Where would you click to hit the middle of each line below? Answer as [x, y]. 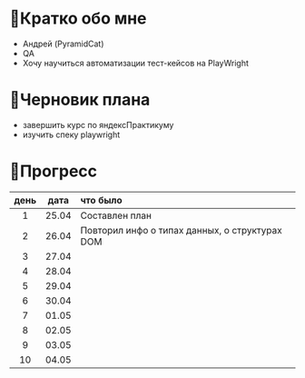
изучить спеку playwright [71, 134]
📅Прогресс [54, 171]
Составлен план [116, 215]
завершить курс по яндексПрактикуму [98, 124]
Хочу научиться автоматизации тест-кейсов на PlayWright [136, 63]
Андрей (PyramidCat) [63, 44]
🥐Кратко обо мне [78, 19]
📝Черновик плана [80, 100]
